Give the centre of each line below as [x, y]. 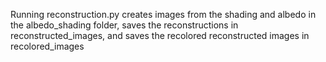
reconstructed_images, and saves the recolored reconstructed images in [160, 35]
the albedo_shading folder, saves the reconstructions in [124, 25]
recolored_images [47, 46]
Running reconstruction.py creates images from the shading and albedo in [163, 14]
